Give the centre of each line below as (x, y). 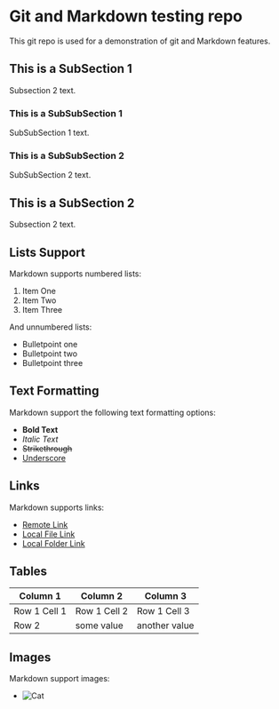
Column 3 (165, 596)
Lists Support (48, 252)
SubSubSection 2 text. (50, 175)
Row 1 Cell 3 (163, 611)
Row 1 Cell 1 (40, 611)
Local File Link (48, 534)
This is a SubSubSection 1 (66, 113)
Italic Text (40, 439)
